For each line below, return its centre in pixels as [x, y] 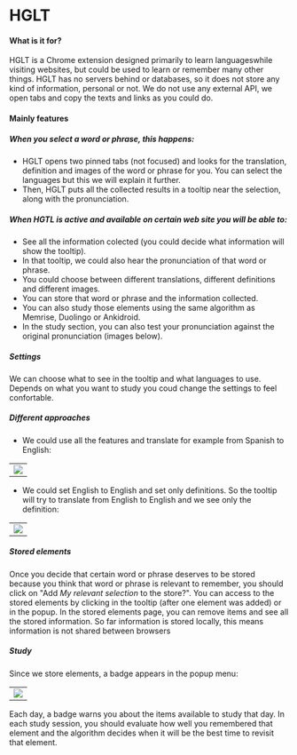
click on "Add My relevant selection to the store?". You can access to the [142, 592]
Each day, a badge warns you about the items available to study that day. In [147, 714]
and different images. [61, 289]
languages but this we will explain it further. [102, 179]
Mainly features [39, 118]
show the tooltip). [54, 250]
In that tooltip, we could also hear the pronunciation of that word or [145, 260]
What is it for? [35, 40]
